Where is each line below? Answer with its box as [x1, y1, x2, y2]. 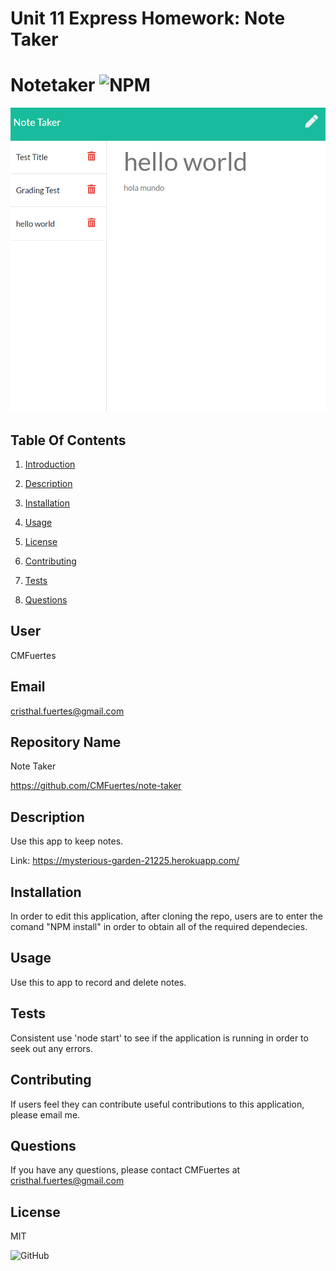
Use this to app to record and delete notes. [10, 976, 187, 988]
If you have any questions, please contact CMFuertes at [10, 1164, 241, 1176]
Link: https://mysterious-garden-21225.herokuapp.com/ [10, 855, 240, 867]
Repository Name [10, 734, 122, 751]
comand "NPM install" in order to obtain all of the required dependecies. [10, 921, 308, 933]
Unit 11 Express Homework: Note [10, 7, 286, 30]
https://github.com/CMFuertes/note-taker [10, 780, 182, 792]
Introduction [24, 458, 76, 471]
